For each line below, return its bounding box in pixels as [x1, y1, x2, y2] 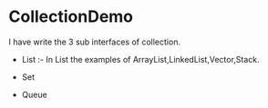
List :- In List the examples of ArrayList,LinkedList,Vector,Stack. [21, 54, 261, 64]
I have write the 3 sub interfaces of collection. [8, 36, 181, 47]
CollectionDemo [8, 6, 134, 27]
